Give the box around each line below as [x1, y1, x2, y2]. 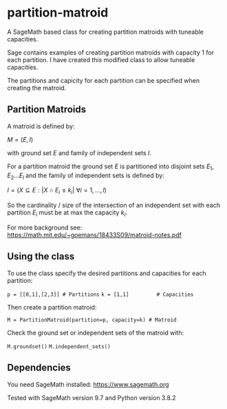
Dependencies [7, 362, 71, 374]
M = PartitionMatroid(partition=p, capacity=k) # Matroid [7, 316, 177, 323]
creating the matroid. [7, 83, 67, 92]
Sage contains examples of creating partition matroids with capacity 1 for [7, 48, 215, 57]
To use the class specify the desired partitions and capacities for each [7, 269, 206, 277]
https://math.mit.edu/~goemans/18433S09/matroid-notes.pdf [7, 230, 182, 239]
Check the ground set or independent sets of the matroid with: [7, 328, 184, 337]
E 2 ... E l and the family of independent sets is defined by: [7, 171, 165, 181]
